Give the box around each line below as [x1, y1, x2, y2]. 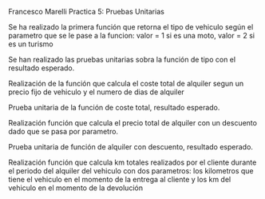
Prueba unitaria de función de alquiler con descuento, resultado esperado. [8, 142, 254, 151]
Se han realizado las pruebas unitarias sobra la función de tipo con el [8, 55, 236, 64]
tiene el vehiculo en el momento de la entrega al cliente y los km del [8, 175, 231, 184]
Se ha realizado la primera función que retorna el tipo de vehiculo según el [8, 22, 254, 31]
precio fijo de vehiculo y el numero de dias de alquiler [8, 87, 185, 97]
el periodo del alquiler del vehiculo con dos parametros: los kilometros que [8, 166, 254, 175]
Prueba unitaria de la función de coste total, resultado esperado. [8, 103, 220, 112]
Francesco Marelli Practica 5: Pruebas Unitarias [8, 7, 165, 16]
